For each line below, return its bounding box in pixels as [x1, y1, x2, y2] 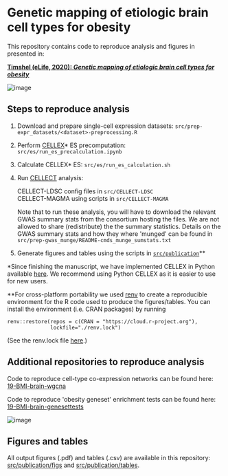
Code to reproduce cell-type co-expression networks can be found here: [7, 374, 214, 382]
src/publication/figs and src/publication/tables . [7, 461, 139, 469]
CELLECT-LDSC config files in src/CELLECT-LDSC [16, 187, 153, 195]
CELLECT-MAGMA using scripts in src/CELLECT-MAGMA [16, 194, 169, 202]
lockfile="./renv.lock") [50, 324, 122, 331]
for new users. [7, 277, 48, 285]
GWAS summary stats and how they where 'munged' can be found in [16, 229, 213, 238]
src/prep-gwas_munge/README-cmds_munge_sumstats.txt [16, 237, 172, 244]
